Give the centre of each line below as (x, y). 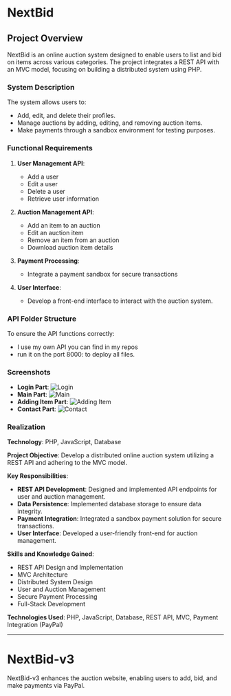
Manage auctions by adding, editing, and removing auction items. (110, 123)
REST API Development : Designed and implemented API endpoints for (117, 489)
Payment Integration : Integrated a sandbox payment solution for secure (119, 519)
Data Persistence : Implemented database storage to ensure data (109, 504)
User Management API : (51, 163)
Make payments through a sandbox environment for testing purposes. (116, 130)
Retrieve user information (63, 199)
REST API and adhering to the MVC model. (67, 463)
